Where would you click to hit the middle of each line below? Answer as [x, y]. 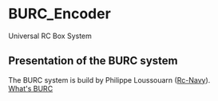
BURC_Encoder [60, 14]
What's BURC [31, 88]
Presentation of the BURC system [93, 61]
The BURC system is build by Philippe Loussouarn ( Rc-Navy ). [109, 80]
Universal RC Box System [50, 36]
